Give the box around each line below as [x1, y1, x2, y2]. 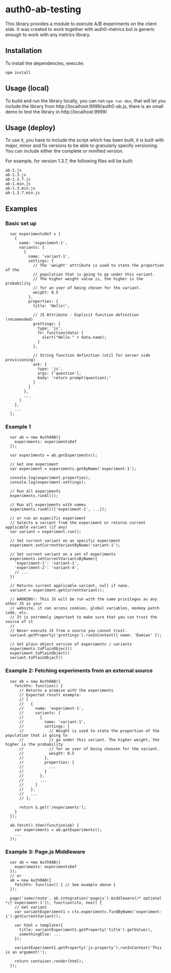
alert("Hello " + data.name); [42, 335, 107, 340]
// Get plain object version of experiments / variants [10, 641, 132, 647]
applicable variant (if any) [5, 525, 68, 530]
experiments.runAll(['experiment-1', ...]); [10, 507, 107, 512]
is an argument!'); [5, 949, 47, 954]
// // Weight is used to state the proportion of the [18, 728, 160, 733]
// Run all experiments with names [10, 502, 86, 507]
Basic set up [5, 219, 37, 227]
